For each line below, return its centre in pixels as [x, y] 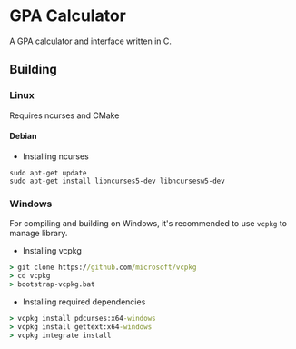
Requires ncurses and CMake [64, 115]
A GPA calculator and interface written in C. [91, 41]
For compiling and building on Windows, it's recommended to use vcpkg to [148, 224]
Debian [23, 136]
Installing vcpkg [52, 251]
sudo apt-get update [49, 173]
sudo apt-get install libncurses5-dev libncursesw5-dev [117, 181]
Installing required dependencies [84, 302]
